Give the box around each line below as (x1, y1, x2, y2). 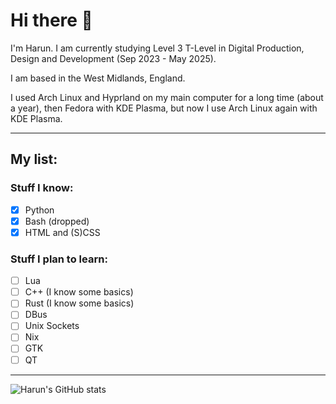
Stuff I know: (10, 181, 74, 195)
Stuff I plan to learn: (10, 252, 108, 266)
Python (24, 204, 55, 216)
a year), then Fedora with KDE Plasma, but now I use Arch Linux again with (10, 102, 318, 114)
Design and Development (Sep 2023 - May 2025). (10, 52, 217, 64)
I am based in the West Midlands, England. (10, 72, 186, 84)
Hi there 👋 (10, 9, 93, 32)
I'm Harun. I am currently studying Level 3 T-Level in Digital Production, (10, 42, 305, 54)
